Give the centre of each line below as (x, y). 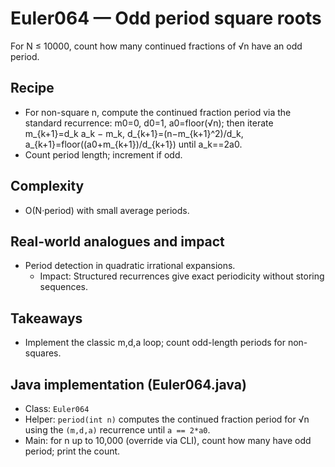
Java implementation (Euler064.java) (128, 384)
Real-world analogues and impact (117, 241)
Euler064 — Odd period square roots (166, 18)
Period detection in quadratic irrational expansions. (130, 266)
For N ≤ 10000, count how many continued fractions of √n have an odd (156, 46)
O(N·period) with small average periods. (107, 210)
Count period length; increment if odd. (103, 154)
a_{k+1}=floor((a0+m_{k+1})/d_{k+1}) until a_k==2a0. (133, 144)
